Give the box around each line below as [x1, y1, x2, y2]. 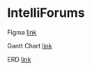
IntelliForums [7, 5, 85, 21]
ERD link [7, 55, 31, 64]
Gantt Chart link [7, 41, 52, 50]
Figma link [7, 28, 37, 36]
